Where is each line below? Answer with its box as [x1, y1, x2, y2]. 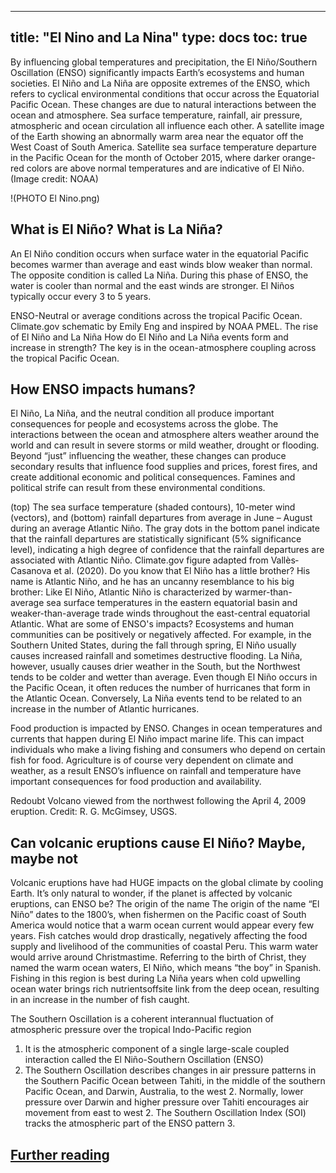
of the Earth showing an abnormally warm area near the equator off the [10, 130, 304, 142]
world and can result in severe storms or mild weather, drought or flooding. [10, 439, 320, 451]
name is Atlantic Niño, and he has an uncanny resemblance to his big [10, 576, 295, 588]
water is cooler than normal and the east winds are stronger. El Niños [10, 279, 295, 291]
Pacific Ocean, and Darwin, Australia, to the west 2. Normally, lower [24, 1086, 304, 1098]
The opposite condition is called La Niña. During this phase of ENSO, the [10, 269, 309, 281]
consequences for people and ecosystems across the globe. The [10, 418, 279, 430]
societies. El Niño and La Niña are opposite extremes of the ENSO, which [10, 77, 310, 89]
